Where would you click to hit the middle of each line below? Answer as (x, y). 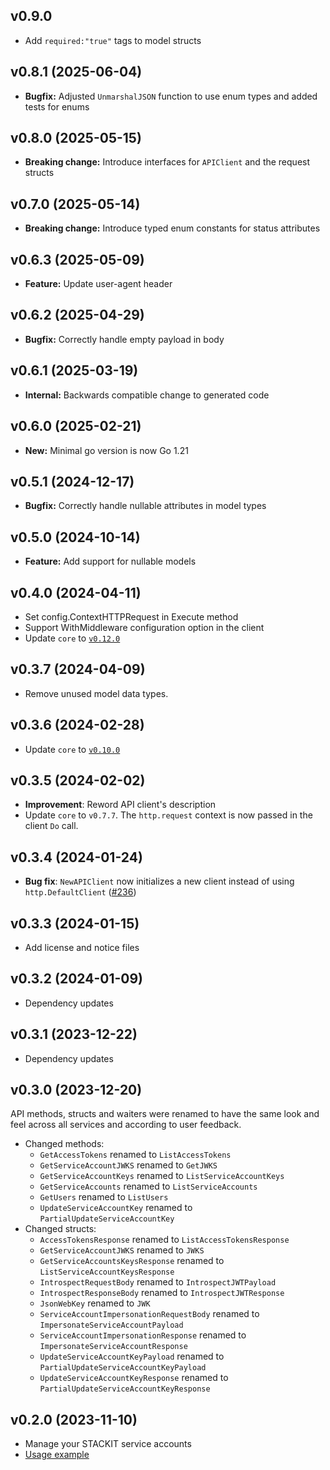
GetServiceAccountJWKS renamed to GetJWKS (128, 1165)
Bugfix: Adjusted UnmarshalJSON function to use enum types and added (171, 96)
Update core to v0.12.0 (72, 638)
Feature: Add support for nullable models (110, 561)
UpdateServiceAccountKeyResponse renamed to (134, 1378)
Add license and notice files (82, 947)
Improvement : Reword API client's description (120, 805)
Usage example (57, 1455)
